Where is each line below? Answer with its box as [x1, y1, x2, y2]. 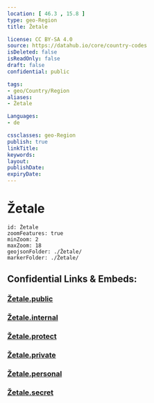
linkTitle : [7, 144, 39, 152]
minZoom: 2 [7, 236, 39, 243]
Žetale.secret [7, 388, 54, 397]
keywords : [7, 151, 36, 158]
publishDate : [7, 165, 45, 172]
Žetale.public [7, 294, 53, 304]
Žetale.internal [7, 313, 58, 323]
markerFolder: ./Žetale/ [7, 254, 79, 261]
